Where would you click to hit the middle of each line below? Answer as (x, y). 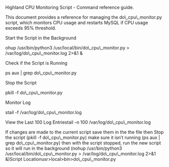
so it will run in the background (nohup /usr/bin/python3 (64, 148)
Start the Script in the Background (41, 38)
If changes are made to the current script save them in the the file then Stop (84, 132)
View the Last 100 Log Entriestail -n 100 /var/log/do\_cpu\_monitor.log (78, 122)
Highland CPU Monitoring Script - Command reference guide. (70, 7)
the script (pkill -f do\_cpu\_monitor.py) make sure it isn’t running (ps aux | (83, 137)
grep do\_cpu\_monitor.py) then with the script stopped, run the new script (83, 143)
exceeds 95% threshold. (31, 28)
